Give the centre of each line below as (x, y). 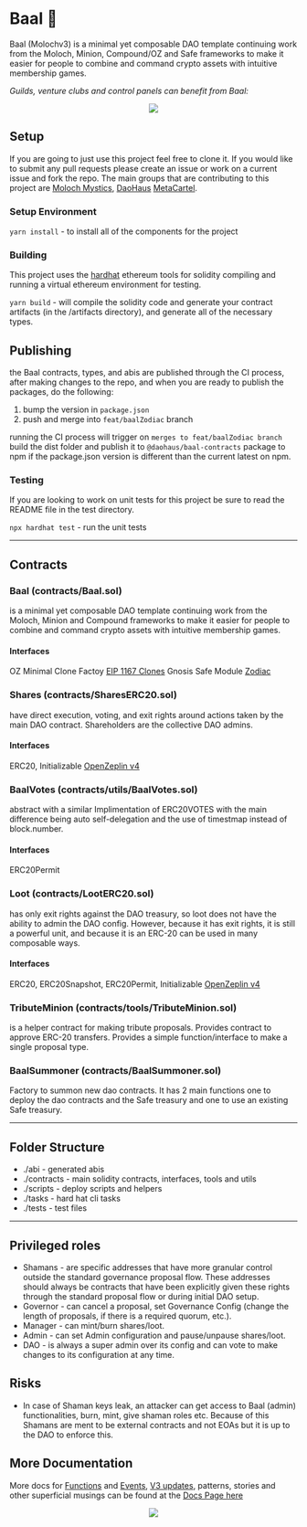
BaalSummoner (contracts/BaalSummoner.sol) (116, 1071)
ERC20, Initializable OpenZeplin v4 (74, 766)
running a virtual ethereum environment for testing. (106, 285)
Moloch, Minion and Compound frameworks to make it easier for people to (150, 620)
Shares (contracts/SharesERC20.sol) (94, 695)
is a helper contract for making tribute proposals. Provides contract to (141, 1028)
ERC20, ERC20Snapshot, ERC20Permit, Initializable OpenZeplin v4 (135, 984)
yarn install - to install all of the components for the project (124, 231)
